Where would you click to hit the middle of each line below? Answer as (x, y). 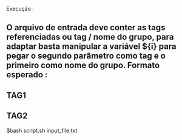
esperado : (27, 75)
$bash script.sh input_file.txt (42, 130)
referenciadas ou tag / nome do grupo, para (90, 37)
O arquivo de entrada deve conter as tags (86, 27)
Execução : (20, 9)
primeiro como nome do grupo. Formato (83, 65)
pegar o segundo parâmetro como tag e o (86, 56)
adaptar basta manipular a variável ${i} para (92, 47)
